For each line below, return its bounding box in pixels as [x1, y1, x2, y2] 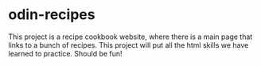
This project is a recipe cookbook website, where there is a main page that [8, 32, 253, 41]
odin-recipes [8, 6, 95, 24]
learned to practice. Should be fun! [8, 49, 123, 58]
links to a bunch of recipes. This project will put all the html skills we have [8, 40, 249, 49]
